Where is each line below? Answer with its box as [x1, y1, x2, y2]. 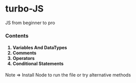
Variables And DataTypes [12, 45, 67, 51]
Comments [12, 50, 37, 56]
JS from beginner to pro [5, 20, 56, 26]
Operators [12, 55, 35, 61]
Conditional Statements [12, 61, 64, 67]
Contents [5, 32, 29, 39]
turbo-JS [5, 3, 44, 15]
